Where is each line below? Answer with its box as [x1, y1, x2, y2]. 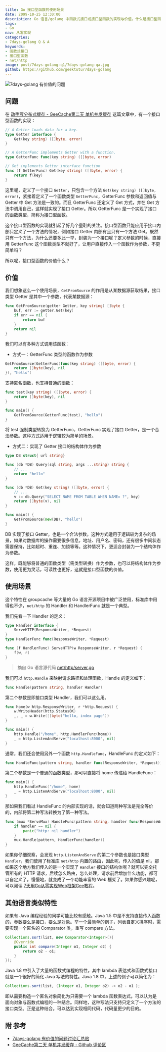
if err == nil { [14, 313, 48, 318]
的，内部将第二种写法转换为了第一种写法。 [5, 809, 92, 815]
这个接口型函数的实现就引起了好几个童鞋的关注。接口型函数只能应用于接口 [5, 222, 157, 228]
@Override [14, 939, 35, 945]
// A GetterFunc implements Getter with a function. [5, 150, 116, 155]
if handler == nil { [14, 824, 56, 829]
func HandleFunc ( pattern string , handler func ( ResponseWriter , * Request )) [5, 760, 163, 765]
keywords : [5, 44, 26, 49]
